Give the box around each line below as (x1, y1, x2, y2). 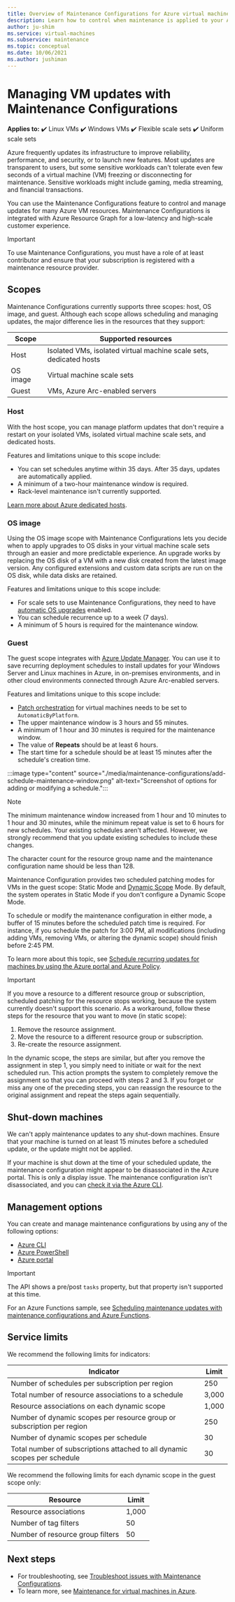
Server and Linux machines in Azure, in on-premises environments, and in (7, 669, 220, 677)
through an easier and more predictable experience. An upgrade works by (7, 549, 221, 558)
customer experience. (7, 221, 71, 230)
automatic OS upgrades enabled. (17, 606, 113, 614)
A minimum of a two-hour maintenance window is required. (17, 479, 189, 488)
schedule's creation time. (17, 756, 91, 764)
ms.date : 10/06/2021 (7, 50, 68, 57)
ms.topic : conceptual (7, 43, 71, 50)
